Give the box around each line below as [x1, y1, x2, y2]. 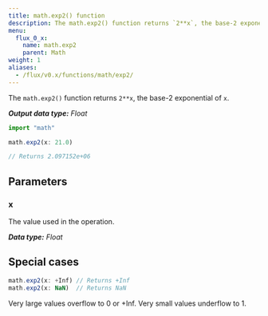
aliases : [8, 64, 37, 72]
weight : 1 [8, 57, 41, 65]
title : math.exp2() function [8, 11, 105, 20]
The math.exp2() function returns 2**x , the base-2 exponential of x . [8, 93, 230, 102]
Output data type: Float [8, 109, 88, 118]
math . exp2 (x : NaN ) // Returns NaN [8, 284, 127, 292]
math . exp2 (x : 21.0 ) [8, 138, 73, 146]
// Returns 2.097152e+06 [8, 152, 91, 160]
